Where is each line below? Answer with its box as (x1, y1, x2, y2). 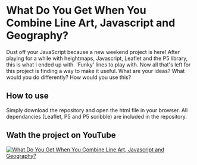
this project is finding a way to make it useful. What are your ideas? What (6, 67, 185, 74)
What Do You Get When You (6, 4, 147, 17)
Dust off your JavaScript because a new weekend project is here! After (6, 48, 180, 55)
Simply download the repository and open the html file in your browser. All (6, 106, 188, 113)
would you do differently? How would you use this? (6, 74, 132, 81)
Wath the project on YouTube (6, 130, 116, 140)
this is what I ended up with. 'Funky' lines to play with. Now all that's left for (6, 61, 191, 68)
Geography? (6, 29, 68, 42)
